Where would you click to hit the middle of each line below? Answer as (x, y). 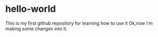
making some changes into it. (36, 28)
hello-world (31, 9)
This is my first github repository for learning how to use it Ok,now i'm (79, 23)
